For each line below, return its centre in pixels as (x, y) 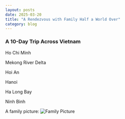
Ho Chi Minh (18, 52)
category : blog (21, 24)
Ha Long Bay (18, 92)
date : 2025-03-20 (23, 15)
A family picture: (22, 111)
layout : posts (20, 10)
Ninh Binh (15, 101)
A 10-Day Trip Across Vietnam (43, 42)
